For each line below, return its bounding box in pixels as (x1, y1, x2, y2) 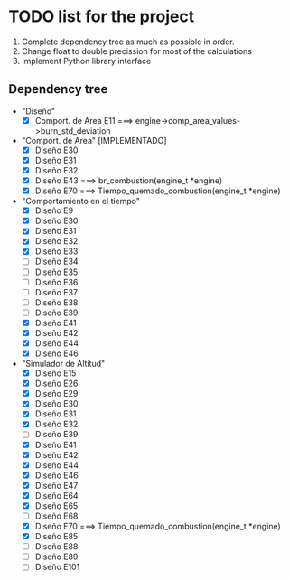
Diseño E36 (34, 276, 79, 287)
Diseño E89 (34, 551, 79, 562)
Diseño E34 (34, 256, 79, 267)
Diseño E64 (34, 490, 79, 500)
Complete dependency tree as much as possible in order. (21, 36, 236, 47)
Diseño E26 (34, 378, 79, 389)
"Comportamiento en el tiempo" (21, 196, 141, 207)
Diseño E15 (34, 368, 77, 379)
